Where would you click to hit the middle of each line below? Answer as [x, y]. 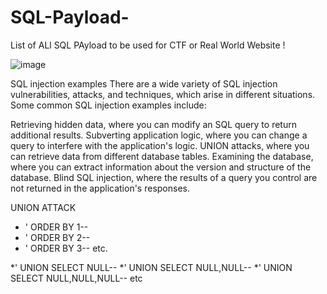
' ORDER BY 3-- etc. [66, 248]
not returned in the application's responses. [100, 188]
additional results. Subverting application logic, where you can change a [159, 135]
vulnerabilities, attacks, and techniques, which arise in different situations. [163, 94]
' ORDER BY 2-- [57, 237]
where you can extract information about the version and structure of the [161, 167]
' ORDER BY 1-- [56, 227]
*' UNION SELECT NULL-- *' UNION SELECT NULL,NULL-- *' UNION [151, 267]
